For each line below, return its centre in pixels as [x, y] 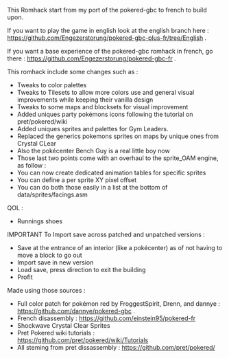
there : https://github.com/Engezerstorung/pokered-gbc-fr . [92, 58]
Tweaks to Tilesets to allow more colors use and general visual [106, 92]
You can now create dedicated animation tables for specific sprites [111, 172]
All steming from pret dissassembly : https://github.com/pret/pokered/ [116, 347]
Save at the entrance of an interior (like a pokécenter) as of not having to [120, 248]
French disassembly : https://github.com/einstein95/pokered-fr [106, 318]
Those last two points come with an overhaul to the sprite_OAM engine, [118, 158]
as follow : [32, 165]
